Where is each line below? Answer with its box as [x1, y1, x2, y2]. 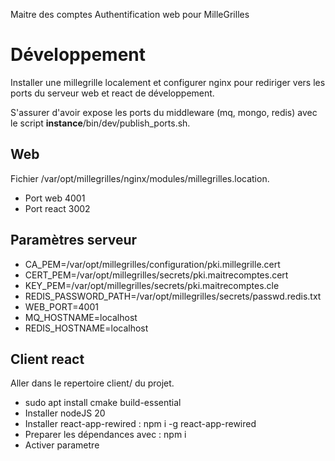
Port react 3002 [24, 202, 91, 214]
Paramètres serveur [10, 232, 138, 249]
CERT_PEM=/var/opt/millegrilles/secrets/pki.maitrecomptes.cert [24, 269, 289, 281]
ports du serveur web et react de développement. [10, 87, 215, 99]
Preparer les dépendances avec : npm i [24, 429, 187, 441]
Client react [10, 350, 85, 368]
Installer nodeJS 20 [24, 407, 106, 419]
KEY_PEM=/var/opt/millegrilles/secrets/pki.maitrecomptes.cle [24, 279, 280, 291]
